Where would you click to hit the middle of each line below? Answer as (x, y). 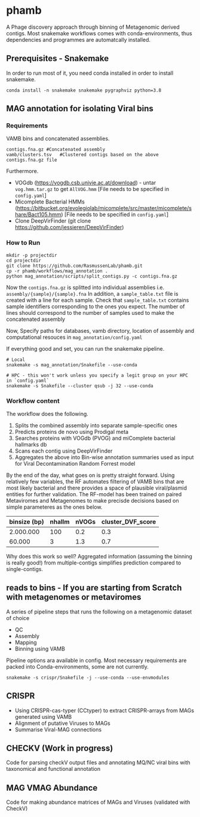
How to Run (23, 243)
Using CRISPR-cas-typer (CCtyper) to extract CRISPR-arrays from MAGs (104, 710)
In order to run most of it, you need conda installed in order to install (90, 73)
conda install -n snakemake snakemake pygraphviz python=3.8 (84, 90)
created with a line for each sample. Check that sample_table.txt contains (98, 300)
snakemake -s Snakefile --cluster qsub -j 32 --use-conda (80, 386)
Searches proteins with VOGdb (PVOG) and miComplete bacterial (95, 438)
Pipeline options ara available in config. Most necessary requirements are (96, 660)
